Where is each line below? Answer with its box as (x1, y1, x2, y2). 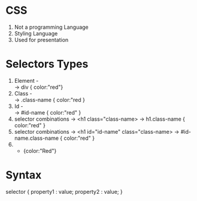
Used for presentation (14, 36, 69, 43)
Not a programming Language (14, 23, 89, 31)
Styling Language (14, 29, 58, 37)
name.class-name (14, 134, 59, 142)
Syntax (5, 169, 42, 182)
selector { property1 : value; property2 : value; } (5, 188, 123, 195)
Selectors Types (5, 58, 89, 71)
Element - (14, 77, 39, 84)
